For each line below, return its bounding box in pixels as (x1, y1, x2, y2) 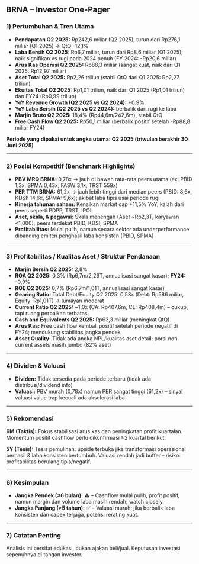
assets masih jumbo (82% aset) (34, 341, 111, 349)
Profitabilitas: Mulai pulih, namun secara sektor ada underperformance (14, 225, 190, 233)
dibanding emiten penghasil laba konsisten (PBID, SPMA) (14, 232, 154, 239)
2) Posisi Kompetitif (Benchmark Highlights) (6, 162, 136, 170)
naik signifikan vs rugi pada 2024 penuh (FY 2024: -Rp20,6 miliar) (14, 54, 176, 62)
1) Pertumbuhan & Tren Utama (6, 22, 94, 31)
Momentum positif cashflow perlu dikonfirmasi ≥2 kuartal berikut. (6, 434, 166, 441)
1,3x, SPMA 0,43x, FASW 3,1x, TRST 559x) (14, 182, 118, 189)
